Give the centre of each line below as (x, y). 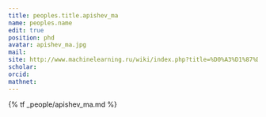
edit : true (26, 30)
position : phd (32, 38)
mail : (17, 52)
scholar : (23, 67)
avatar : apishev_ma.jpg (47, 45)
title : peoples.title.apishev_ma (63, 15)
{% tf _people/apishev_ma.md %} (63, 104)
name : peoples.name (40, 23)
